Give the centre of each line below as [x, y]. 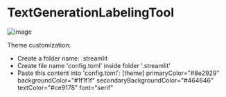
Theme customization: [39, 45]
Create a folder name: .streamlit [62, 58]
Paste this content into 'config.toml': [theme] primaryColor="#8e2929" [118, 73]
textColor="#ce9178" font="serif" [65, 87]
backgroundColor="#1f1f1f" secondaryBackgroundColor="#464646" [115, 80]
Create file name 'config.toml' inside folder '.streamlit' [94, 65]
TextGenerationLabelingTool [91, 13]
